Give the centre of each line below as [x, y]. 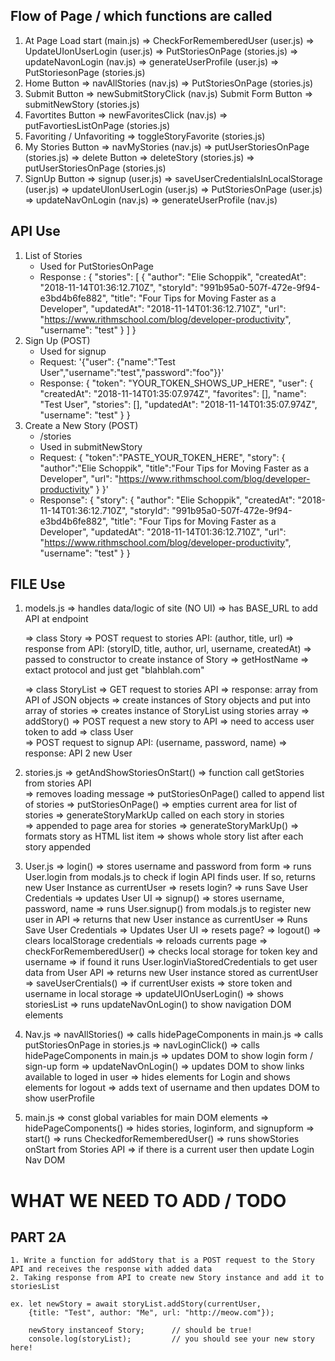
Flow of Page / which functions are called [141, 16]
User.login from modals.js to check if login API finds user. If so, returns [170, 877]
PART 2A [38, 1237]
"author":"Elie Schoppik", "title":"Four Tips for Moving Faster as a [174, 468]
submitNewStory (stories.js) [82, 104]
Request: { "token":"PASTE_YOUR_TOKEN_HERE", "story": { [162, 457]
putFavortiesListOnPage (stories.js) [97, 125]
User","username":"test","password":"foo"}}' [132, 372]
